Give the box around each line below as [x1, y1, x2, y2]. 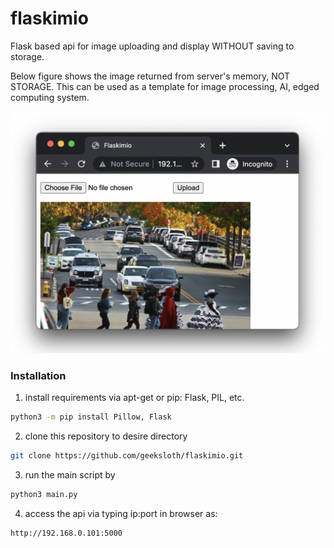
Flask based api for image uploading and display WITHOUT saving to [10, 40, 295, 52]
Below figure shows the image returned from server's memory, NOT [10, 70, 291, 82]
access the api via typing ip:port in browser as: [24, 507, 218, 519]
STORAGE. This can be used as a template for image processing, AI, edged [10, 80, 320, 92]
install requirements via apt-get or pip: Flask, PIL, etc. [24, 392, 245, 404]
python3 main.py [10, 489, 78, 499]
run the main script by [24, 468, 116, 481]
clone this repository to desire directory [24, 430, 188, 442]
